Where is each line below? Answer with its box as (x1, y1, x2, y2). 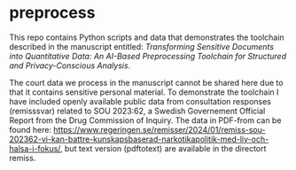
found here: (9, 124, 51, 135)
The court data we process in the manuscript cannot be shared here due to (9, 77, 284, 88)
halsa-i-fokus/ (9, 143, 61, 153)
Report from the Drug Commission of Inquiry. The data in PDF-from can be (9, 114, 282, 126)
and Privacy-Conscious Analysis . (9, 60, 131, 71)
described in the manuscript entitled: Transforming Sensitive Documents (9, 41, 275, 51)
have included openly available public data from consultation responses (9, 96, 272, 106)
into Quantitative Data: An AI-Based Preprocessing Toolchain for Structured (9, 50, 286, 61)
